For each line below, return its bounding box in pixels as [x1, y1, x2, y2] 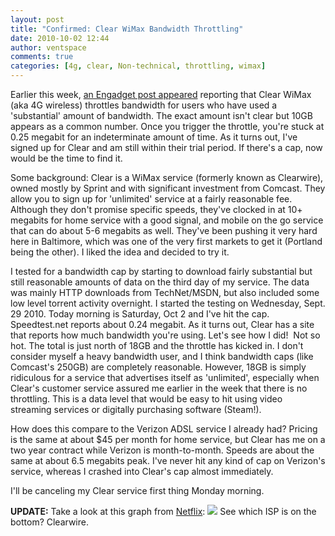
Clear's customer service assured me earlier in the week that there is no [10, 382, 308, 394]
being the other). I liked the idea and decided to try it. [10, 246, 230, 258]
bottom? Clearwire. [10, 516, 89, 528]
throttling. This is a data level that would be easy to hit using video [10, 393, 283, 405]
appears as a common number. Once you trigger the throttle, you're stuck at [10, 121, 325, 132]
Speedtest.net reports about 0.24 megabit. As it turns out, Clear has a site [10, 319, 315, 330]
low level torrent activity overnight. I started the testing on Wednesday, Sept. [10, 297, 326, 309]
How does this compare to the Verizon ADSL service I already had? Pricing [10, 423, 318, 435]
